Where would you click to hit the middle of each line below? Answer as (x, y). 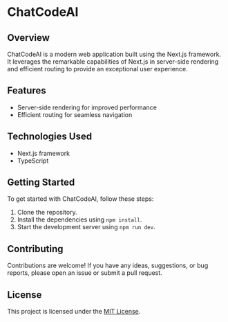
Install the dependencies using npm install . (79, 220)
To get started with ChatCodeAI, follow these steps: (80, 199)
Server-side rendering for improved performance (87, 107)
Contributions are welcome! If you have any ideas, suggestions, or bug (108, 266)
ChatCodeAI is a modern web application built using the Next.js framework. (114, 54)
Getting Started (41, 182)
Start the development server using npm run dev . (86, 227)
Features (27, 91)
